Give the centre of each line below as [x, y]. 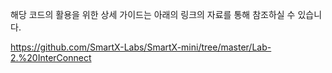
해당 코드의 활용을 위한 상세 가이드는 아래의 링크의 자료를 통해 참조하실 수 [153, 14]
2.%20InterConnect [51, 57]
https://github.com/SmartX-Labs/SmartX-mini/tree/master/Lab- [141, 47]
